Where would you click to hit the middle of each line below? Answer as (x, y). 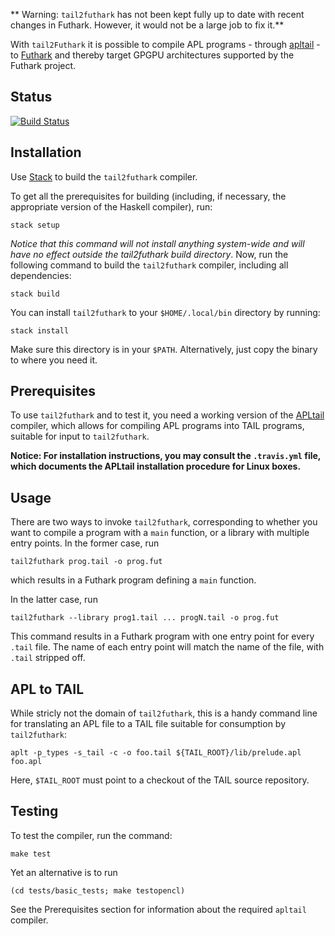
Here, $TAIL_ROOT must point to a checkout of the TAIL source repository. (160, 780)
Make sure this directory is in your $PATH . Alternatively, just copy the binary (164, 349)
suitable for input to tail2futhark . (80, 436)
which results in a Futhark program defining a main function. (133, 580)
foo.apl (26, 762)
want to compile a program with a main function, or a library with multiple (160, 533)
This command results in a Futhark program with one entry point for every (162, 636)
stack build (35, 294)
